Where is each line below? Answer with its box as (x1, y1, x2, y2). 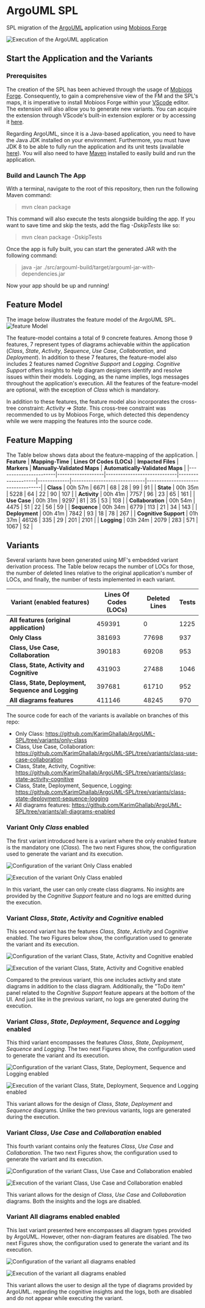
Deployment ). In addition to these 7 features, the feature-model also (6, 354, 177, 361)
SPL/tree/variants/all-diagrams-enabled (15, 808, 115, 815)
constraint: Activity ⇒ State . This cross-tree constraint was (17, 404, 167, 412)
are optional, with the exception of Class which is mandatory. (6, 386, 160, 393)
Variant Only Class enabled (6, 823, 89, 832)
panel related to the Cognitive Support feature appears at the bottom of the (6, 989, 195, 996)
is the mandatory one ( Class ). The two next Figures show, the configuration (6, 843, 196, 851)
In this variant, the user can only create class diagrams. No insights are (6, 885, 185, 893)
